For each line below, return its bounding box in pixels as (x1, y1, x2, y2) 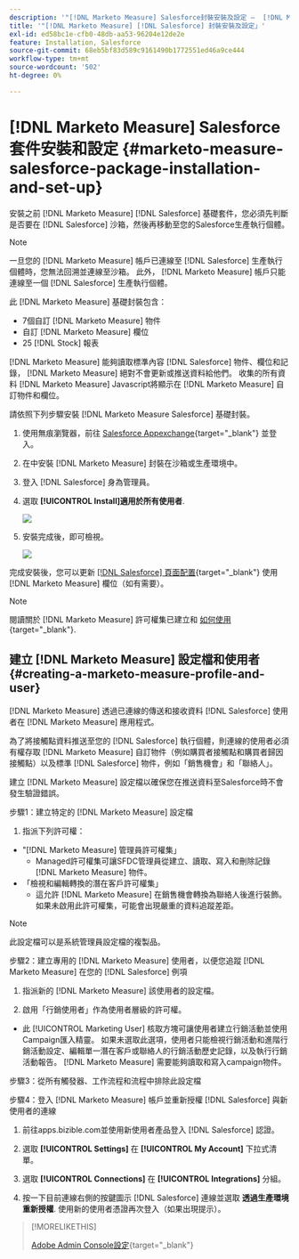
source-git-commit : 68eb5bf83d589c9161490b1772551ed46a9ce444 (9, 46, 245, 55)
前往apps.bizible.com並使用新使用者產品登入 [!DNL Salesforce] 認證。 (21, 1124, 279, 1135)
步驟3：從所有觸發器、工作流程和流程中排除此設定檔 (9, 1075, 202, 1086)
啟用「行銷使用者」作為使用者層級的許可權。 (21, 1003, 187, 1015)
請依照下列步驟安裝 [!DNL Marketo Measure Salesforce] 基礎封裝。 (9, 409, 255, 419)
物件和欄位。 (16, 389, 64, 401)
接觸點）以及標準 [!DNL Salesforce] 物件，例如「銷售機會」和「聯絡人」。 (9, 758, 278, 768)
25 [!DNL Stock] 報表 (21, 337, 100, 348)
